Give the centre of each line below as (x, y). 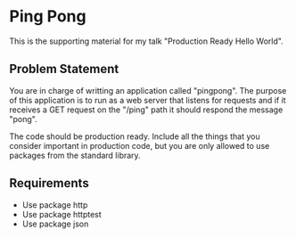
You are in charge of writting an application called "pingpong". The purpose (148, 90)
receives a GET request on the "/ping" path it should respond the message (146, 110)
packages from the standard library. (75, 155)
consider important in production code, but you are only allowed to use (140, 145)
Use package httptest (62, 214)
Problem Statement (64, 69)
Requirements (49, 183)
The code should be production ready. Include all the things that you (135, 136)
